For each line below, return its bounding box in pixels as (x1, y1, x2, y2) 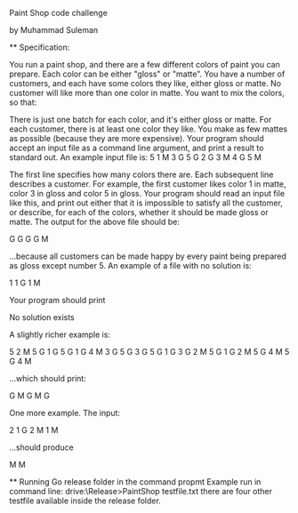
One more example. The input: (9, 408, 121, 418)
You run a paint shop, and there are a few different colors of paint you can (9, 60, 280, 69)
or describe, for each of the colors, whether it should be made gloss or (9, 207, 269, 217)
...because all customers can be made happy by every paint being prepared (9, 251, 287, 261)
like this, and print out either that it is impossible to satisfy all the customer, (9, 197, 283, 208)
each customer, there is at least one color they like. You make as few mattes (9, 124, 287, 134)
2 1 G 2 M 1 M (9, 425, 59, 435)
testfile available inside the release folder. (9, 495, 162, 506)
